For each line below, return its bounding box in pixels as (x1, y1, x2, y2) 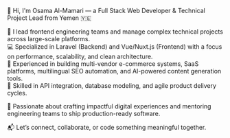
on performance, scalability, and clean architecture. (7, 52, 153, 60)
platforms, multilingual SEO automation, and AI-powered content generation (7, 67, 222, 75)
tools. (7, 74, 23, 82)
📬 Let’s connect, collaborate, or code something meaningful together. (7, 124, 207, 131)
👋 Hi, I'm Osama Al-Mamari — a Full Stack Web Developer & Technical (7, 7, 206, 14)
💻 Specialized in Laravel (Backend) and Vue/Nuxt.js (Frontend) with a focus (7, 43, 222, 51)
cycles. (7, 89, 27, 97)
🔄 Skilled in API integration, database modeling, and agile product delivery (7, 82, 217, 89)
